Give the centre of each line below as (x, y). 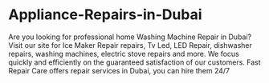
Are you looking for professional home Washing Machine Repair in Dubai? (130, 37)
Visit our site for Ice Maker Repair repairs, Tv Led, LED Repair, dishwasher (130, 45)
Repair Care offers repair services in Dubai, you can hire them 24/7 (119, 70)
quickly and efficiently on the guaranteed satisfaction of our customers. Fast (134, 62)
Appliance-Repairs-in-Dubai (105, 15)
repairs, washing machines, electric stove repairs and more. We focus (124, 53)
